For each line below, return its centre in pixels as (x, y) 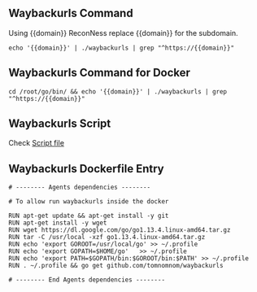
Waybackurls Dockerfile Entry (86, 169)
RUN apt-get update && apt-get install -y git (89, 216)
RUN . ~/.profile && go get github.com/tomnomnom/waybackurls (116, 266)
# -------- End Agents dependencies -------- (87, 280)
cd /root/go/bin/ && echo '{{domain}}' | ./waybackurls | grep (118, 92)
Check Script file (37, 143)
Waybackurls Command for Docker (100, 73)
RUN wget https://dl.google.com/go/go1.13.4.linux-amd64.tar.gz (120, 230)
